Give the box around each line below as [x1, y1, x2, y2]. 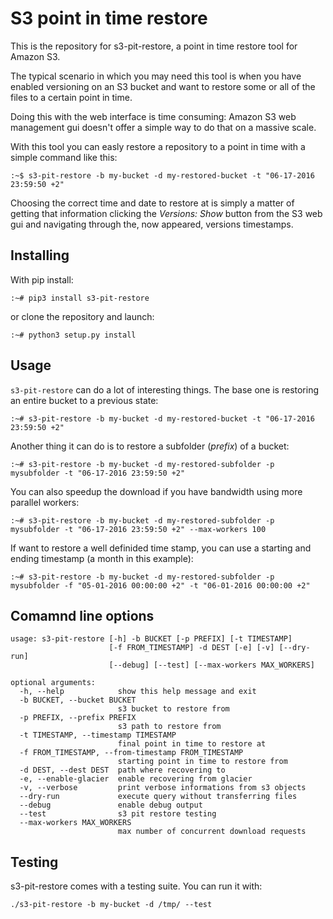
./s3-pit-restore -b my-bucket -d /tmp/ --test [10, 900, 213, 910]
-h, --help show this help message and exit [19, 687, 257, 697]
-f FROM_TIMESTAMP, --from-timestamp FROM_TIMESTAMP [19, 748, 244, 758]
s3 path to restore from [117, 722, 222, 732]
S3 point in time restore [10, 7, 208, 30]
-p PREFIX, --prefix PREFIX [19, 713, 137, 723]
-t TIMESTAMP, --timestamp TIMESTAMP [19, 730, 177, 741]
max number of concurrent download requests [117, 827, 307, 837]
